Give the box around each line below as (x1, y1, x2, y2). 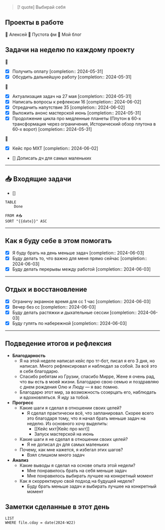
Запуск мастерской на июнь (34, 431, 94, 437)
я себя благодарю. (19, 368, 59, 374)
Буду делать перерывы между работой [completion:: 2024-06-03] (12, 266, 151, 272)
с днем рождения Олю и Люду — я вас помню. (19, 384, 119, 390)
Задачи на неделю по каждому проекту (5, 46, 135, 54)
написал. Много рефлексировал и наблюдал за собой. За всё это (19, 363, 157, 369)
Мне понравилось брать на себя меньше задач (27, 468, 127, 473)
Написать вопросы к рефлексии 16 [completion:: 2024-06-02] (12, 98, 141, 105)
